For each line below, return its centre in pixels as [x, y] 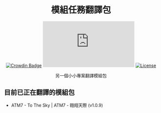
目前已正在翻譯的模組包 [39, 93]
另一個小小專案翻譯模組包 [81, 75]
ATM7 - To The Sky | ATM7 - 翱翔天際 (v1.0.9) [57, 105]
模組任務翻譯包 [81, 10]
